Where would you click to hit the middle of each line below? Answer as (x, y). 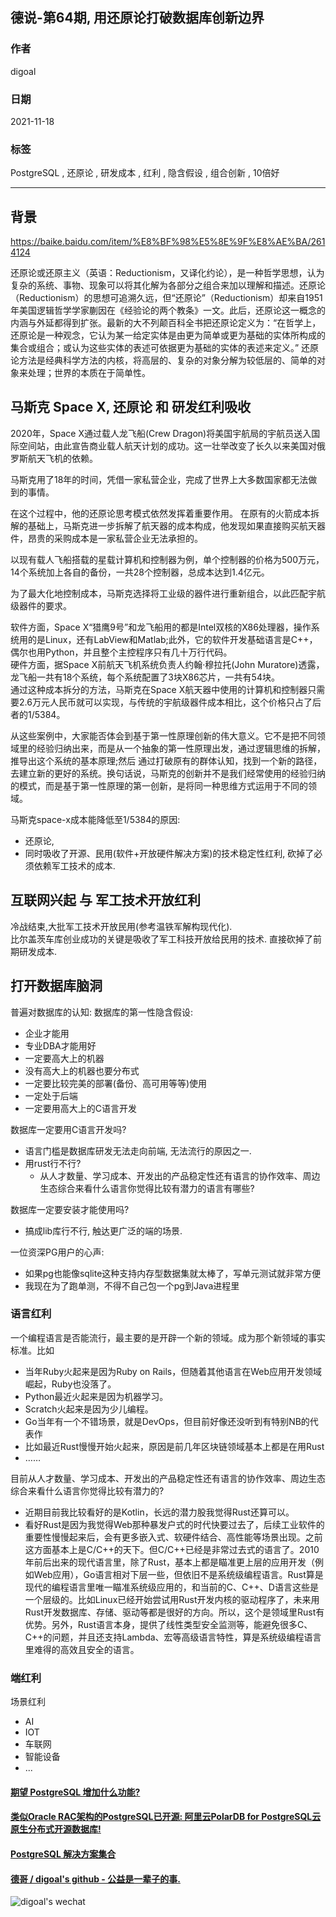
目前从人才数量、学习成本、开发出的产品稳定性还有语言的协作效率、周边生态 (168, 1478)
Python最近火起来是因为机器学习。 (96, 1396)
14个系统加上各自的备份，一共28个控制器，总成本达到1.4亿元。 (140, 572)
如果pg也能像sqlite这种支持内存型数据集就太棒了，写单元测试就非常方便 (173, 1273)
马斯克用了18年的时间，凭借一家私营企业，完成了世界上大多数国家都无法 (159, 479)
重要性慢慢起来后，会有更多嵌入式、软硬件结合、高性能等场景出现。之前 (173, 1537)
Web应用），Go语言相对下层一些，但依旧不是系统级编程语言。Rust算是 (178, 1574)
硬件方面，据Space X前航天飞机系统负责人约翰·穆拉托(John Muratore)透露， (167, 664)
